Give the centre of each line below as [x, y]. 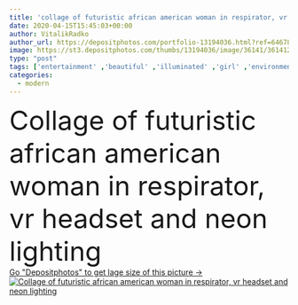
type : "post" [33, 59]
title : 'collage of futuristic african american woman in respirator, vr [149, 17]
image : [21, 51]
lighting [55, 251]
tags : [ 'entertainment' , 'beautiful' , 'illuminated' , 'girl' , [129, 67]
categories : [31, 75]
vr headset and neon [138, 218]
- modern [33, 83]
